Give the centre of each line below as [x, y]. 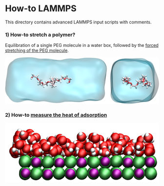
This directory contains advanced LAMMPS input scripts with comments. [78, 22]
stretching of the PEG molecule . [37, 51]
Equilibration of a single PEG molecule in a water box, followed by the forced [82, 45]
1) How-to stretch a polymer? [40, 35]
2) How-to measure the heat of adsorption [56, 115]
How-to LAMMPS [41, 9]
